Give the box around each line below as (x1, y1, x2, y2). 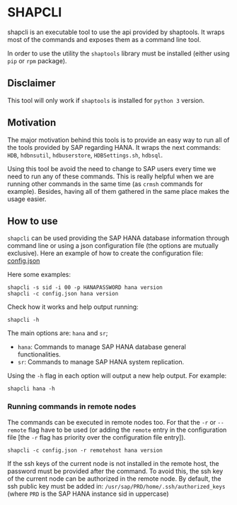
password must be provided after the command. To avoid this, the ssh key (7, 467, 224, 475)
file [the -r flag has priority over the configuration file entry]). (7, 433, 186, 441)
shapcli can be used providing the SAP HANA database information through (7, 234, 230, 242)
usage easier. (7, 195, 47, 203)
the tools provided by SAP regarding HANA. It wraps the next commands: (7, 143, 221, 151)
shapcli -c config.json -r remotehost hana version (7, 447, 163, 454)
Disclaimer (7, 77, 56, 89)
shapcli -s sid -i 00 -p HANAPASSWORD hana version (7, 284, 163, 291)
